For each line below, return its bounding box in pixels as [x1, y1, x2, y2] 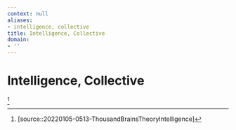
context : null [7, 10, 49, 17]
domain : [7, 36, 30, 43]
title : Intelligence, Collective [7, 29, 105, 37]
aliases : [7, 17, 33, 24]
